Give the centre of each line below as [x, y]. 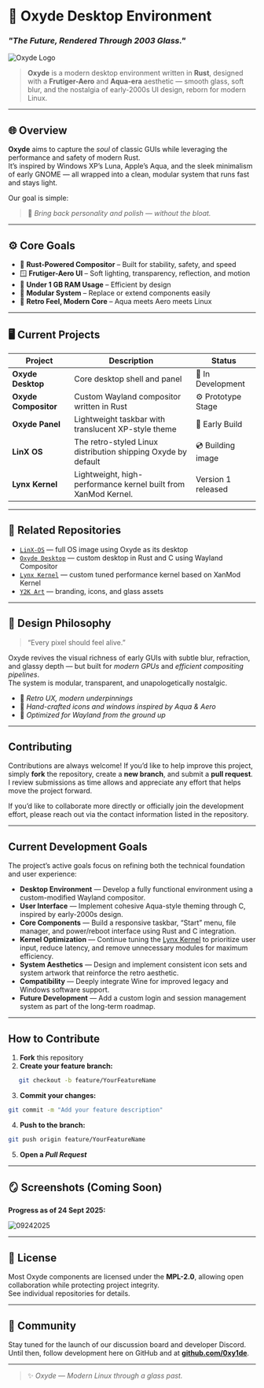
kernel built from [155, 484]
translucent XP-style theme [125, 429]
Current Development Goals [78, 846]
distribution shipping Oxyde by [130, 451]
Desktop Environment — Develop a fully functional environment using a [136, 889]
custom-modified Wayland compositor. [82, 898]
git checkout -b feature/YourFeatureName [87, 1080]
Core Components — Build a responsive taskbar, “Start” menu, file [128, 923]
